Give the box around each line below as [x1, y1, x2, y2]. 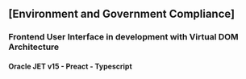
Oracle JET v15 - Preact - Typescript [8, 61, 133, 71]
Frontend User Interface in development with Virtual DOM [8, 31, 240, 43]
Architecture [8, 41, 60, 52]
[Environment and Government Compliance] [8, 7, 236, 21]
